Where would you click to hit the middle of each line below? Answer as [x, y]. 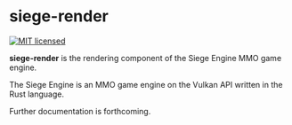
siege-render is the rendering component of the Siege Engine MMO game [146, 58]
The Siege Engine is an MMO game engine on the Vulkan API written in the [146, 84]
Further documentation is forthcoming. [80, 111]
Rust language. [37, 94]
